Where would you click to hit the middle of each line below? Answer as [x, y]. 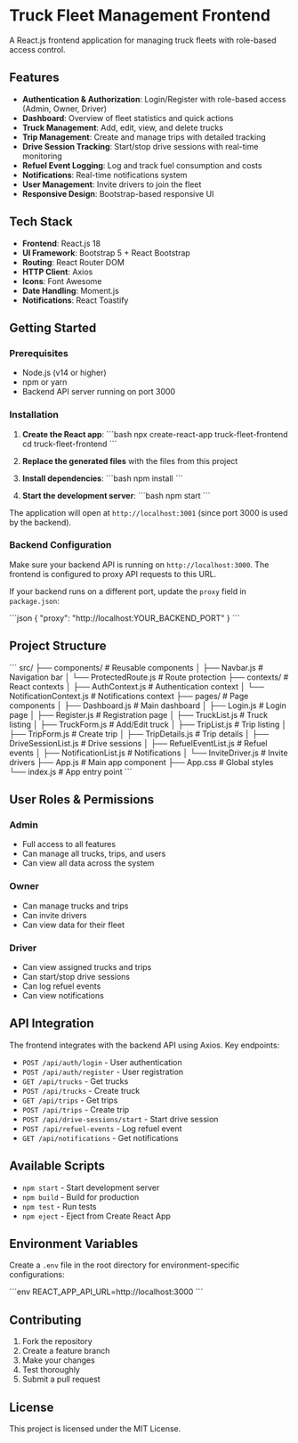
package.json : [34, 600]
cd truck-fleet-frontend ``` [69, 444]
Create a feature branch [66, 1351]
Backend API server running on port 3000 [99, 392]
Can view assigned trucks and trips [87, 966]
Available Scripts [57, 1166]
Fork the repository [57, 1341]
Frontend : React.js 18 [61, 243]
